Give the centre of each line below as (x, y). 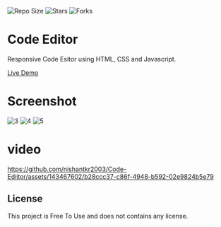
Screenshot (42, 101)
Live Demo (23, 72)
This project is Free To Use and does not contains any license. (98, 216)
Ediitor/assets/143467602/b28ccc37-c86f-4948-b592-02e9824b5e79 (110, 176)
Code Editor (43, 40)
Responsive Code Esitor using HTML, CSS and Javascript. (92, 59)
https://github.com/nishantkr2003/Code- (67, 169)
